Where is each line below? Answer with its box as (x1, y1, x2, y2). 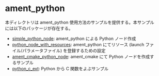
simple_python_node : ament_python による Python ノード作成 (12, 36, 136, 41)
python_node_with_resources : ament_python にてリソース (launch (12, 41, 144, 47)
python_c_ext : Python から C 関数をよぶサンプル (12, 65, 109, 71)
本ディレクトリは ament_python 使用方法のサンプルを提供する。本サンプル (5, 19, 154, 25)
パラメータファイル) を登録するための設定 (22, 48, 106, 53)
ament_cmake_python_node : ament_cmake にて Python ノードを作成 (12, 53, 150, 59)
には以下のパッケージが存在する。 (5, 25, 73, 31)
